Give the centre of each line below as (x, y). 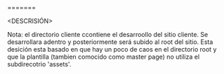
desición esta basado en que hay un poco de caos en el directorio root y (112, 49)
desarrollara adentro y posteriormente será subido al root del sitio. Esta (110, 42)
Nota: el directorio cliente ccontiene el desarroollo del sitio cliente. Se (108, 35)
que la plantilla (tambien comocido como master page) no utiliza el (104, 57)
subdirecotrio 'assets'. (39, 64)
